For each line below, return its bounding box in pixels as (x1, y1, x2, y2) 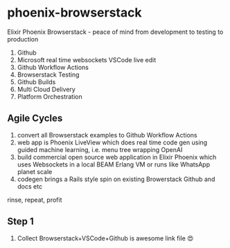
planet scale (17, 167, 53, 175)
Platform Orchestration (17, 92, 83, 101)
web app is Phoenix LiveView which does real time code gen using (17, 138, 208, 146)
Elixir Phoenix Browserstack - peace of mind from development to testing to (7, 28, 224, 36)
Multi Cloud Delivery (17, 85, 76, 93)
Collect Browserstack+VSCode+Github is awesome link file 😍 (17, 233, 194, 242)
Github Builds (17, 77, 56, 86)
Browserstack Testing (17, 70, 80, 79)
